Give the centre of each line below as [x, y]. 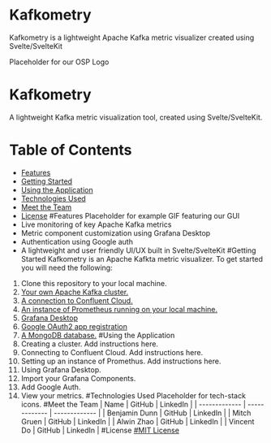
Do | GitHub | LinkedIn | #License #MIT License [100, 430]
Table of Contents [71, 150]
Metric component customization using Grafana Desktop [116, 232]
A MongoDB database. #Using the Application [98, 335]
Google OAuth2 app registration [74, 326]
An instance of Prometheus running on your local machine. [119, 309]
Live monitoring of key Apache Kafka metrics [96, 224]
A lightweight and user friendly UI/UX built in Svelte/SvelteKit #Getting [138, 250]
